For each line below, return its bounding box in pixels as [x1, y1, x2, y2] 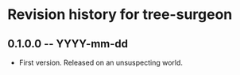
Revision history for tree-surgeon [7, 6, 233, 24]
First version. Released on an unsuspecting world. [18, 58, 184, 67]
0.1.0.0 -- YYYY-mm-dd [7, 37, 129, 51]
